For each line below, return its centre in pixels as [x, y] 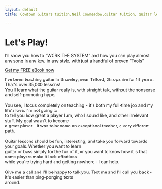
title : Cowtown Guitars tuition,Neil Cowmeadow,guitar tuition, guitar [78, 14]
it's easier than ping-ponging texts [39, 177]
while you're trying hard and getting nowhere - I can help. [62, 162]
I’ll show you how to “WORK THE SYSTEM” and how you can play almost [77, 56]
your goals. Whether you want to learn [43, 146]
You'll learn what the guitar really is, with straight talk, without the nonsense [80, 90]
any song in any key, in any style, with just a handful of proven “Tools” [75, 61]
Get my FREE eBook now [30, 70]
